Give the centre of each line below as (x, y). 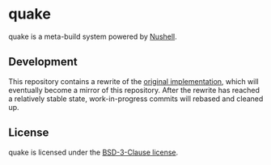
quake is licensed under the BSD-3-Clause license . (93, 152)
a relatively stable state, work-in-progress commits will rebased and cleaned (136, 99)
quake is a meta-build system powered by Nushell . (93, 36)
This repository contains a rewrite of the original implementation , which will (133, 81)
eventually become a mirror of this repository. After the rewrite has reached (134, 90)
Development (43, 62)
